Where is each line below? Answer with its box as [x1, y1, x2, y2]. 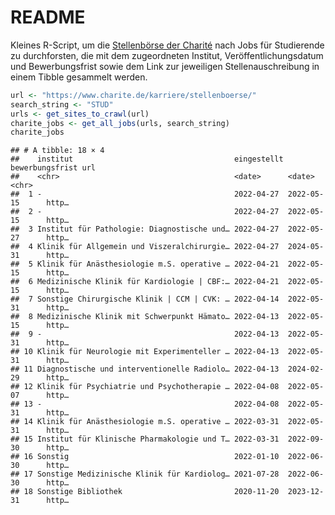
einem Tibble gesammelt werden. [10, 71, 148, 83]
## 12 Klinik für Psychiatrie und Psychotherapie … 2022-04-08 [10, 382, 280, 392]
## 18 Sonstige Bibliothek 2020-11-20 [10, 487, 280, 497]
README [10, 6, 86, 29]
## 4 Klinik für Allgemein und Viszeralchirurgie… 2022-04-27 [10, 242, 280, 252]
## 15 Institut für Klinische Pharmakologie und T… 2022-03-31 [10, 434, 280, 445]
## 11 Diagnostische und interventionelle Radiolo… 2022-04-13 [10, 364, 280, 375]
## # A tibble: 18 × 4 [10, 146, 105, 156]
